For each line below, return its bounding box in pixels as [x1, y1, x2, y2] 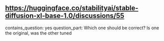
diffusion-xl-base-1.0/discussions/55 [5, 12, 125, 20]
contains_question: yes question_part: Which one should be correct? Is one [5, 25, 160, 31]
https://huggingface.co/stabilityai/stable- [5, 4, 139, 12]
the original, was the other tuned [5, 30, 72, 36]
